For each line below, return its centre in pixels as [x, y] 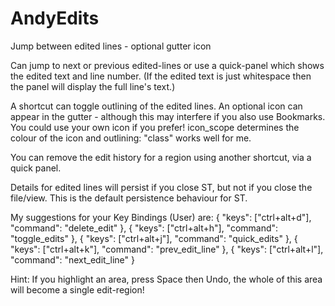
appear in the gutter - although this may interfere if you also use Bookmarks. [168, 116]
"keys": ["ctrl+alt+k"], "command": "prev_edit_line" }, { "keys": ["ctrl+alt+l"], [167, 249]
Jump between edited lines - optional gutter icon [111, 46]
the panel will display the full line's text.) [93, 86]
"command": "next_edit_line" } [72, 259]
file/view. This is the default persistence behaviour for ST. [129, 198]
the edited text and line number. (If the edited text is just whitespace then [161, 76]
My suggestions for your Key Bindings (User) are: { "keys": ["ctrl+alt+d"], [161, 217]
